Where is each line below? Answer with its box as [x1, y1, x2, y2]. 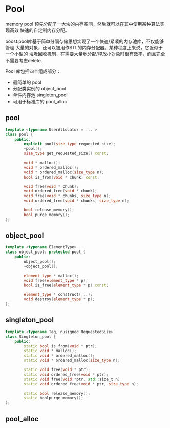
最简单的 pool [12, 79, 42, 85]
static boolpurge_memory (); [24, 396, 83, 401]
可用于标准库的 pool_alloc [12, 98, 67, 104]
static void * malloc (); [24, 348, 77, 354]
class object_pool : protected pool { [5, 249, 86, 255]
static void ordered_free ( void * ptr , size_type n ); [24, 381, 139, 386]
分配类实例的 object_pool [12, 85, 66, 91]
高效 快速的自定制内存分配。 [9, 27, 70, 33]
